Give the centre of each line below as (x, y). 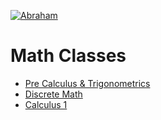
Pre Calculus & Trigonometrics (87, 83)
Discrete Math (53, 94)
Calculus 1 (46, 104)
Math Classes (68, 56)
